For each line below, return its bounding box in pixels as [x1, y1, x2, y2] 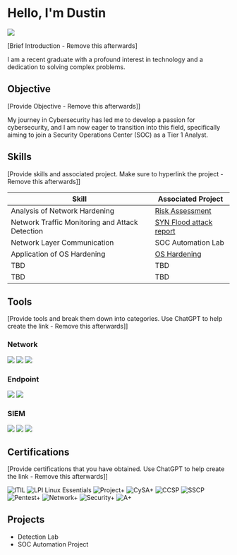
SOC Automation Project [17, 539, 89, 548]
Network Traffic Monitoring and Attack [11, 217, 138, 227]
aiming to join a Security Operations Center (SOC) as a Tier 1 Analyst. [7, 130, 209, 139]
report [154, 226, 176, 236]
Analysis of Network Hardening [11, 206, 115, 216]
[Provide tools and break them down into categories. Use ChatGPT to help [7, 315, 223, 323]
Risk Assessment [154, 206, 212, 216]
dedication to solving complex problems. [7, 62, 126, 71]
